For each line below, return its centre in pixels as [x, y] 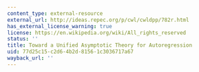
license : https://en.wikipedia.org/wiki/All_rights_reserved [97, 33]
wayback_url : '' [30, 58]
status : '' [23, 39]
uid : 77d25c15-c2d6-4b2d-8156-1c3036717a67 [71, 52]
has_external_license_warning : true [60, 26]
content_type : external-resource [55, 13]
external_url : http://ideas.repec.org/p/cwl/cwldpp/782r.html [98, 20]
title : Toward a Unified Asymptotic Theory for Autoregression [100, 45]
